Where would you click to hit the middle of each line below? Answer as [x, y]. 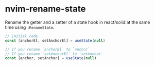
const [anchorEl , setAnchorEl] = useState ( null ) [55, 40]
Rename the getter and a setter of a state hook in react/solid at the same [77, 22]
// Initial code [21, 36]
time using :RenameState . [30, 27]
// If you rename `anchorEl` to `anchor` [48, 49]
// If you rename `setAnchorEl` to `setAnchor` [54, 54]
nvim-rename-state [45, 9]
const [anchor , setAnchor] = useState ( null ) [51, 58]
